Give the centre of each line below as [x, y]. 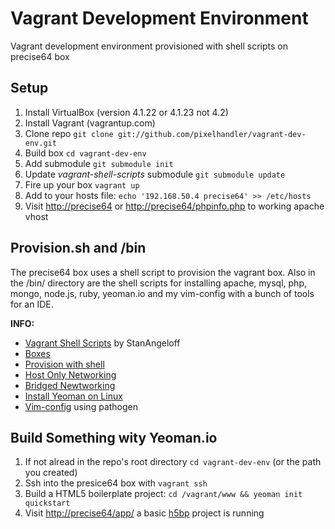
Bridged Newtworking [70, 385]
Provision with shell [64, 364]
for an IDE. [32, 304]
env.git [40, 143]
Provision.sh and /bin [78, 248]
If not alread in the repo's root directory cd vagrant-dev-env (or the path [173, 462]
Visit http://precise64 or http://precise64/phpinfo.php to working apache [174, 206]
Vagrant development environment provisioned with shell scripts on [149, 46]
